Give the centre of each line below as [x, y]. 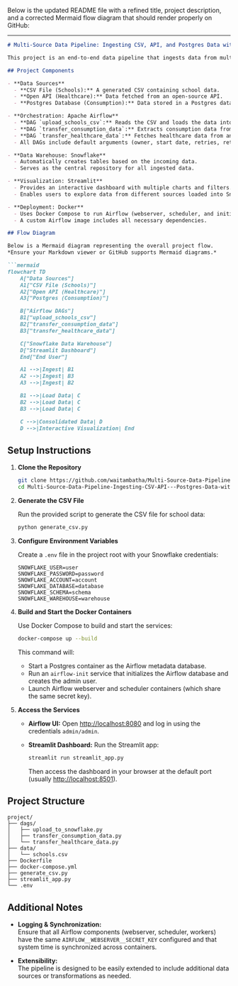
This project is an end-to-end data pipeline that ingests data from [112, 57]
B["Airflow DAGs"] [47, 311]
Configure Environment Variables [68, 541]
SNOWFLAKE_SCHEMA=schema [54, 592]
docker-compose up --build [57, 638]
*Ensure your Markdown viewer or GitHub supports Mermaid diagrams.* [112, 253]
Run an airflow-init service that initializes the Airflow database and [128, 673]
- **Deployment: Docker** [45, 207]
